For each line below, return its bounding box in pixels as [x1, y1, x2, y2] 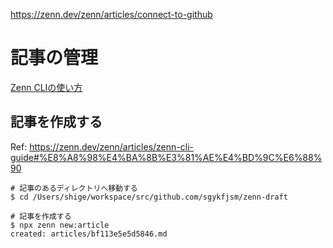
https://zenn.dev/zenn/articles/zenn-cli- [29, 140, 194, 153]
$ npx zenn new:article [10, 220, 110, 230]
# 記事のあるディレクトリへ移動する [10, 183, 138, 193]
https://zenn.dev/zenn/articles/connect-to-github [10, 9, 213, 20]
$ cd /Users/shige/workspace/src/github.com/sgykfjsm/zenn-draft [10, 192, 288, 202]
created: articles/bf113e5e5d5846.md [10, 229, 168, 239]
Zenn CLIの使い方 [10, 81, 83, 93]
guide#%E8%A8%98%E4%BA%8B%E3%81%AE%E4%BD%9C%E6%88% [10, 151, 323, 163]
